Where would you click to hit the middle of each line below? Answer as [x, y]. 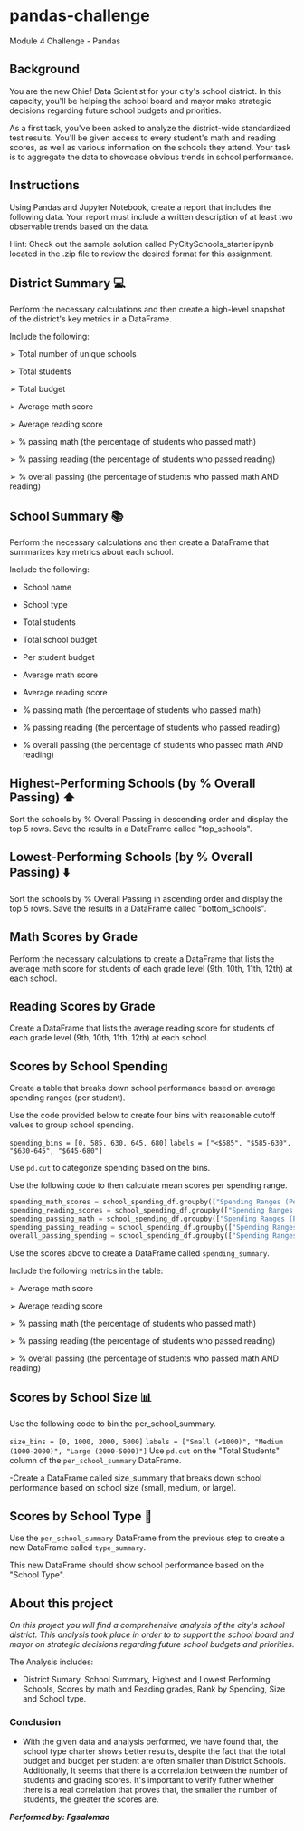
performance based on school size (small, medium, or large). [123, 1488]
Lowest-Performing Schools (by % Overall [131, 857]
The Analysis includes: [52, 1662]
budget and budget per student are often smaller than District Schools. [154, 1761]
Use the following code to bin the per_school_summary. [113, 1424]
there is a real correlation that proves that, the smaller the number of [150, 1790]
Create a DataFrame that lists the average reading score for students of [142, 1028]
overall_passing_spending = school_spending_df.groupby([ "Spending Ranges [153, 1236]
